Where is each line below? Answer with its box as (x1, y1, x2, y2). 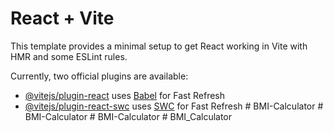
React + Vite (10, 7, 115, 30)
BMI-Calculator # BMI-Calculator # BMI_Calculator (24, 110, 233, 122)
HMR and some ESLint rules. (10, 50, 128, 62)
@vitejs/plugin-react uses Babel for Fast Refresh (24, 89, 226, 101)
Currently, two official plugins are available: (10, 70, 189, 82)
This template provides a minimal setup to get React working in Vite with (10, 40, 308, 52)
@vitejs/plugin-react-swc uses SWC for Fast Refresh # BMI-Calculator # (24, 100, 324, 112)
